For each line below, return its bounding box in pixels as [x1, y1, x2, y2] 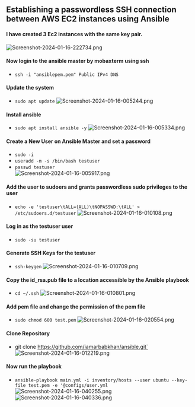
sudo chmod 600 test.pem [14, 317, 76, 323]
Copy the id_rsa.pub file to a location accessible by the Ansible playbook [6, 276, 190, 284]
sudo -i [14, 152, 34, 158]
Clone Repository [6, 330, 50, 337]
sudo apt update [14, 98, 55, 104]
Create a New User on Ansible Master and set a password [6, 138, 151, 145]
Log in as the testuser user [6, 222, 73, 230]
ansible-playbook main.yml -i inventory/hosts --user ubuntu [14, 377, 170, 383]
